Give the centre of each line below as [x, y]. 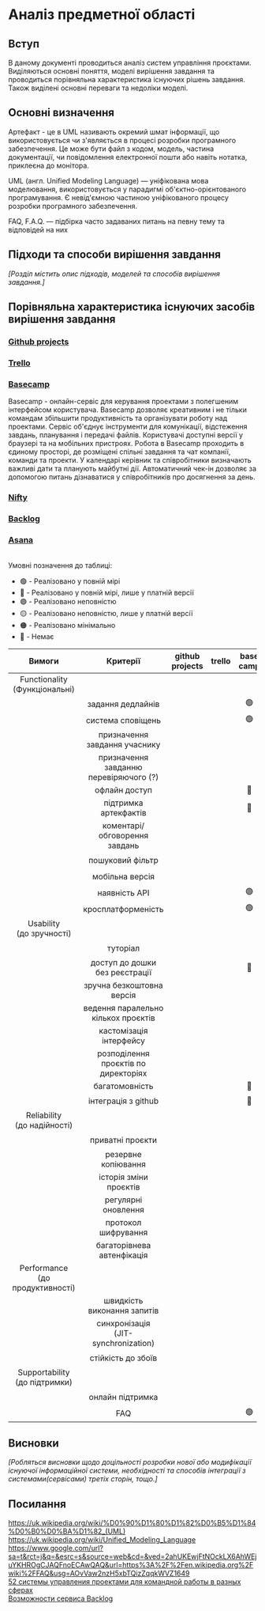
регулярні [123, 1200]
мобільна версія [123, 876]
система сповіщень [123, 720]
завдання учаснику [123, 745]
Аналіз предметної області [102, 15]
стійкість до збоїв [123, 1358]
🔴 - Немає [37, 637]
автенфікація [123, 1255]
